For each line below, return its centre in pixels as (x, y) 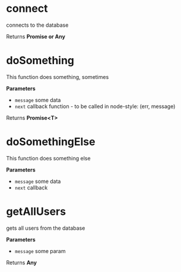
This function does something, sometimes (58, 77)
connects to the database (37, 25)
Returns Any (22, 262)
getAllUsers (36, 211)
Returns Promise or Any (36, 36)
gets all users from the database (46, 228)
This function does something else (48, 158)
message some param (40, 251)
